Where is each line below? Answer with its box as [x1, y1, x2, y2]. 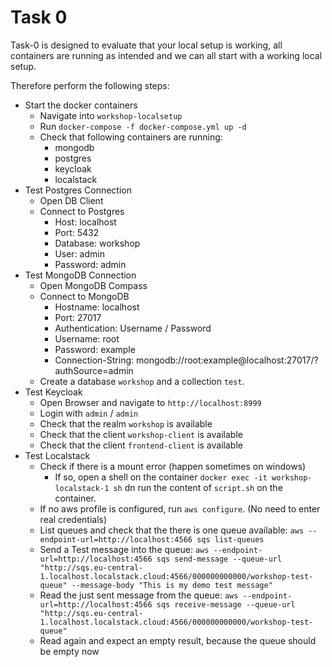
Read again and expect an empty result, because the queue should [39, 634, 317, 646]
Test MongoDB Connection [24, 269, 137, 281]
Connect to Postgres [39, 205, 125, 217]
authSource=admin [54, 364, 134, 376]
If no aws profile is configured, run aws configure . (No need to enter [39, 502, 321, 515]
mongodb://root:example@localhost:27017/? [135, 354, 319, 366]
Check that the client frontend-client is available [39, 439, 243, 451]
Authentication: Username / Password [54, 322, 212, 334]
